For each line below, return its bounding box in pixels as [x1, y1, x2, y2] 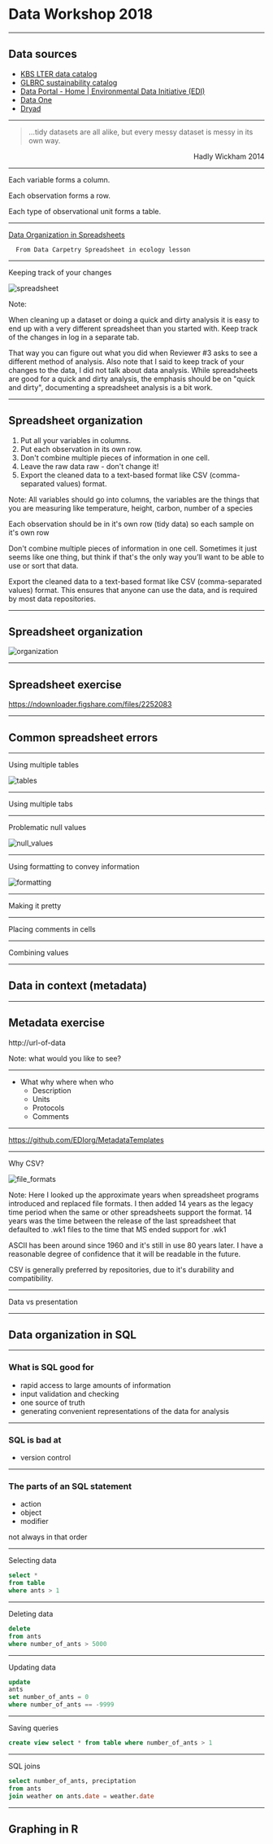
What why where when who [19, 1077, 114, 1087]
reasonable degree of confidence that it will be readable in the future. [8, 1249, 241, 1258]
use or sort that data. [8, 560, 79, 570]
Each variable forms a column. [8, 174, 110, 184]
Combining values [8, 948, 69, 957]
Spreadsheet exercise [8, 678, 122, 691]
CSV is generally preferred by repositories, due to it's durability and [8, 1264, 234, 1275]
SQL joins [8, 1761, 41, 1771]
